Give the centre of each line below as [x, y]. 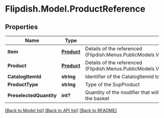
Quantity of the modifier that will [122, 92]
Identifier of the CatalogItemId [120, 76]
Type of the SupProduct [113, 84]
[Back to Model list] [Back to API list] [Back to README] [61, 110]
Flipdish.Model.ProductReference [75, 9]
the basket [97, 98]
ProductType [23, 84]
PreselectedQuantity [32, 95]
